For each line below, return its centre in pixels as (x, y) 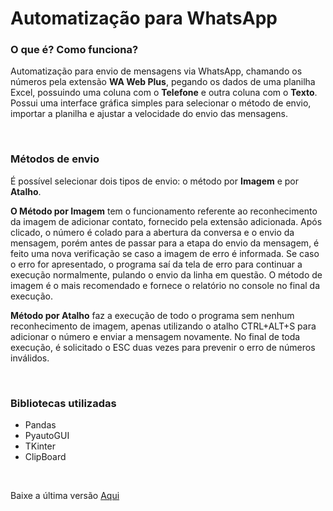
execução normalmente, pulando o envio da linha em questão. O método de (166, 274)
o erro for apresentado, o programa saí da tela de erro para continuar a (156, 264)
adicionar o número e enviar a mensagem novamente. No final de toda (155, 336)
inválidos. (30, 358)
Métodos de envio (55, 159)
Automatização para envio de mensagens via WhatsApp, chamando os (156, 71)
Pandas (40, 425)
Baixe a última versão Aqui (65, 496)
